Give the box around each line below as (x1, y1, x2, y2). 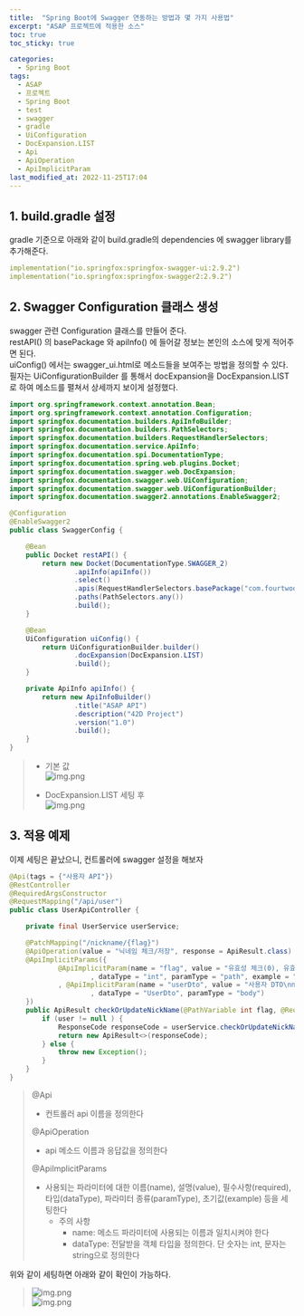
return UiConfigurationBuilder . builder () (42, 642, 201, 652)
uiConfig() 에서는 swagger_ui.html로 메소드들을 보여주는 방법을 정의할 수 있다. (9, 359, 289, 370)
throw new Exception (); (57, 1048, 147, 1057)
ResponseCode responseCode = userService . (57, 1023, 221, 1032)
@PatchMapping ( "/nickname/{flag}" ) (25, 938, 160, 947)
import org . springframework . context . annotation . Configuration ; (9, 408, 253, 418)
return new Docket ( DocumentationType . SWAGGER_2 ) (42, 559, 229, 568)
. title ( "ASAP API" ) (73, 701, 147, 710)
